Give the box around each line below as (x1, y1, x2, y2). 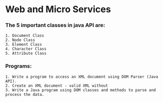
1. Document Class (5, 33, 44, 39)
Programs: (5, 62, 32, 70)
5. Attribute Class (5, 51, 47, 56)
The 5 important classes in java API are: (5, 22, 105, 29)
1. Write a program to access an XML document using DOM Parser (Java (5, 74, 158, 79)
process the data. (5, 92, 44, 97)
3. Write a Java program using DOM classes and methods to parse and (5, 87, 156, 92)
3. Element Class (5, 42, 42, 47)
